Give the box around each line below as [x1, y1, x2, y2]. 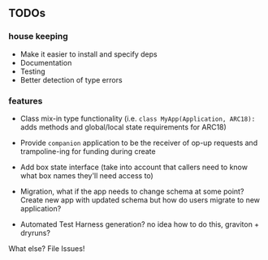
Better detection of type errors [19, 75, 123, 84]
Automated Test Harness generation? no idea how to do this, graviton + [19, 219, 260, 229]
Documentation [19, 58, 72, 67]
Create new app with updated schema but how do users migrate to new [19, 194, 261, 205]
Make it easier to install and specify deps [19, 49, 158, 59]
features [8, 95, 43, 106]
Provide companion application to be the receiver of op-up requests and [19, 138, 258, 147]
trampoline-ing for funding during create [19, 146, 156, 156]
